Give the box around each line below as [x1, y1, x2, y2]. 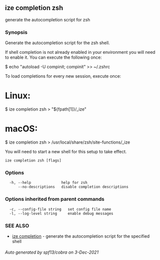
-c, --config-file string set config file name [9, 207, 111, 211]
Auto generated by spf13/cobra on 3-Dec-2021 [5, 249, 99, 255]
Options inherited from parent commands [5, 196, 105, 203]
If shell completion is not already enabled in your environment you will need [5, 49, 156, 55]
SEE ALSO [5, 222, 29, 229]
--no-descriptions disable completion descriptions [17, 184, 129, 190]
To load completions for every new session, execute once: [5, 73, 121, 79]
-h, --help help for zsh [9, 180, 88, 185]
